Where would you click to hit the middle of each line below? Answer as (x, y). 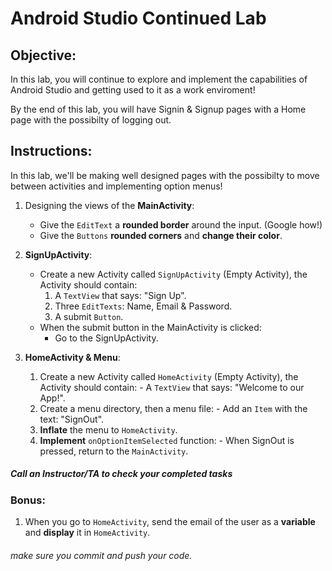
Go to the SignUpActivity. (106, 338)
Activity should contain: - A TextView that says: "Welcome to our (172, 387)
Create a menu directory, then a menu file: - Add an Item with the (173, 408)
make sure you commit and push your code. (101, 555)
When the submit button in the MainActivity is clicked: (150, 327)
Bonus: (28, 500)
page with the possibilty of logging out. (91, 120)
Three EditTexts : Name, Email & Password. (143, 306)
